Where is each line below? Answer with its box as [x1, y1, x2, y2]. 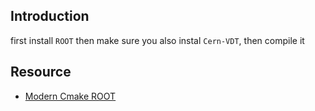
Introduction [10, 8, 90, 25]
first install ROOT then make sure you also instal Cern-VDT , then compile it [10, 34, 305, 46]
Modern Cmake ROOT [24, 90, 117, 102]
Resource [10, 64, 72, 81]
